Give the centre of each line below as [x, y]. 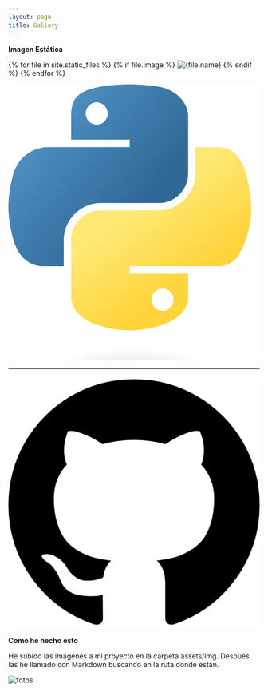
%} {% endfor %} [37, 73]
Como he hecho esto [43, 640]
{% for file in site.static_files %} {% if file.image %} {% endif [130, 65]
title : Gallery [33, 25]
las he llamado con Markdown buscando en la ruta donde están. [114, 664]
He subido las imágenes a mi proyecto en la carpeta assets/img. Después [129, 656]
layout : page [30, 17]
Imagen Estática [36, 49]
